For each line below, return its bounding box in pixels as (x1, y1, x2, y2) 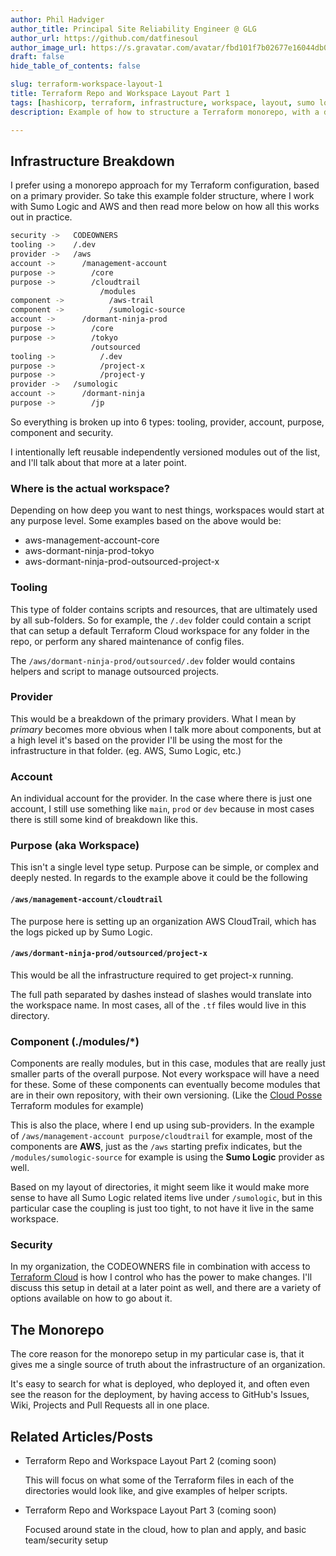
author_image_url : (10, 42, 87, 53)
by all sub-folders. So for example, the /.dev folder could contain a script (10, 614, 312, 626)
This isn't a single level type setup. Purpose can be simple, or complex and (10, 861, 319, 873)
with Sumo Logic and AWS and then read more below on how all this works (10, 201, 320, 213)
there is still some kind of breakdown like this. (10, 814, 198, 826)
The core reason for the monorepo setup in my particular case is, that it (10, 1348, 305, 1360)
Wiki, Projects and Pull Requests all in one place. (10, 1399, 210, 1411)
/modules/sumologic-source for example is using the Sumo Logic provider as (10, 1151, 325, 1163)
